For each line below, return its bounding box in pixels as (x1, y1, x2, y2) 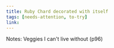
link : (6, 19, 19, 25)
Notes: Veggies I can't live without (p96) (6, 36, 103, 43)
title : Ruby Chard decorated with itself (6, 8, 109, 15)
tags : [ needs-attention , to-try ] (6, 14, 88, 20)
